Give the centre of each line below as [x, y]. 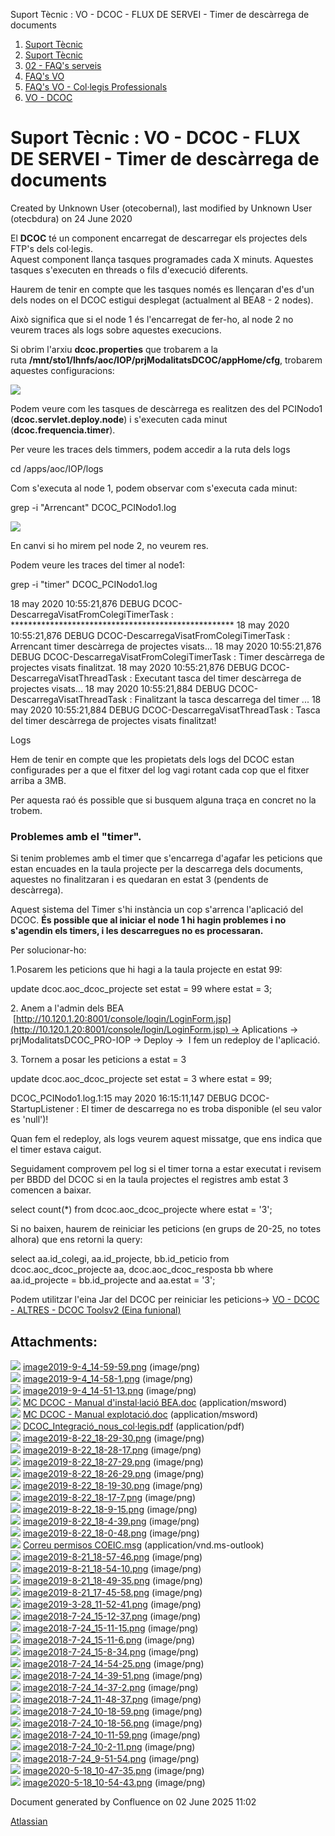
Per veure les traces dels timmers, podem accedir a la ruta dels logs [150, 449]
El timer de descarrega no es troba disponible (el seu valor [202, 1109]
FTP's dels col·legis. [51, 248]
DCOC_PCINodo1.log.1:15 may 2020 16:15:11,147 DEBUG [124, 1098]
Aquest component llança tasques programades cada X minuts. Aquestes [162, 259]
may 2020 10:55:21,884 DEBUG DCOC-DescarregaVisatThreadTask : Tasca [165, 710]
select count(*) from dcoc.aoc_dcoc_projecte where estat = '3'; [141, 1210]
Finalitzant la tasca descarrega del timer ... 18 [228, 699]
